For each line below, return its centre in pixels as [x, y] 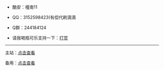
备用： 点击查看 [20, 63]
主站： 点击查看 [20, 53]
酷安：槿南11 [25, 7]
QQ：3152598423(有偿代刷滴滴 [44, 17]
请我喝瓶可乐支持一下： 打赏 [40, 38]
